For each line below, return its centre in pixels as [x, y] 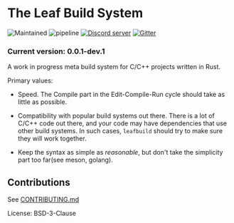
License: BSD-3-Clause [42, 213]
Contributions [39, 182]
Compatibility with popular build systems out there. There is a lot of [116, 116]
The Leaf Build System [75, 13]
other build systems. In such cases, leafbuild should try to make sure [120, 131]
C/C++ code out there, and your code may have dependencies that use [122, 123]
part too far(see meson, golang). [65, 160]
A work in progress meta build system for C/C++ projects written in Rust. [114, 67]
